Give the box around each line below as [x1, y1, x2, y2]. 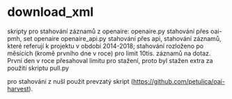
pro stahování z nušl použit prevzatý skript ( [7, 77, 134, 85]
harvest [7, 84, 29, 93]
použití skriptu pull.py [7, 64, 70, 72]
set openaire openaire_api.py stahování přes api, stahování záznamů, [23, 34, 222, 42]
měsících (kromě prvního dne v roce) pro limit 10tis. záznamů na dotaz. [7, 49, 211, 57]
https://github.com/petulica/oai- [133, 77, 225, 85]
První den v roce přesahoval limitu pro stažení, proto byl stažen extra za [7, 56, 214, 64]
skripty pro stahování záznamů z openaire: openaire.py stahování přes [7, 27, 209, 35]
